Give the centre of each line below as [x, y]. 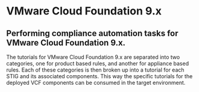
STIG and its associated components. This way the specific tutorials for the [99, 76]
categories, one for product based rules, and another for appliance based [97, 63]
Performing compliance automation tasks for [92, 33]
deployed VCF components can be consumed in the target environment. [96, 83]
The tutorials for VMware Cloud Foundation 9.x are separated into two [93, 57]
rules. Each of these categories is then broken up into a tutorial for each [96, 70]
